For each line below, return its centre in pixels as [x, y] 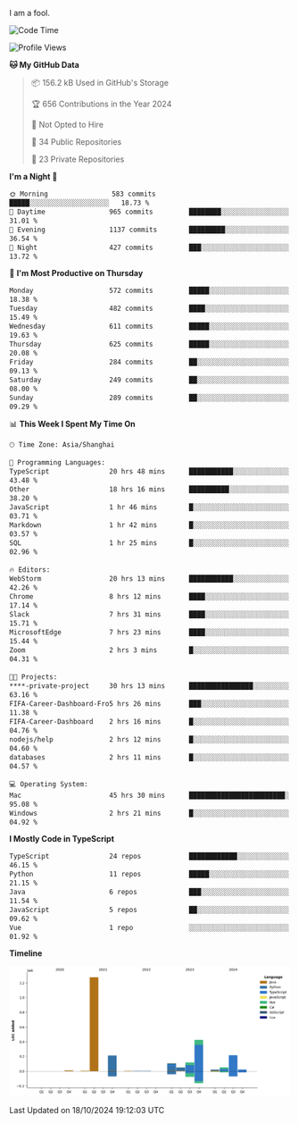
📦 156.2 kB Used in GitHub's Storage [100, 83]
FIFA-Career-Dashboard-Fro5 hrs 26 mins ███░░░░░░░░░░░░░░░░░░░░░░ [149, 704]
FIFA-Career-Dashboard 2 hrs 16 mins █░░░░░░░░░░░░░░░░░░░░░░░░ [149, 722]
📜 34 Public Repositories [76, 142]
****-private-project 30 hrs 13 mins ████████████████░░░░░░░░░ [149, 686]
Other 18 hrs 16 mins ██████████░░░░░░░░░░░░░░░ [149, 490]
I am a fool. [30, 13]
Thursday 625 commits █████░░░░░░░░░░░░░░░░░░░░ [149, 344]
